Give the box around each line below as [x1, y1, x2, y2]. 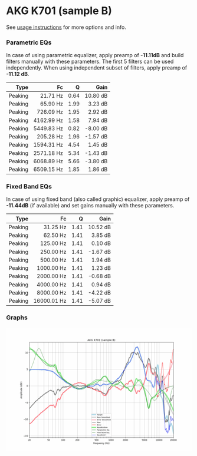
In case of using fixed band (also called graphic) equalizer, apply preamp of [6, 196, 190, 203]
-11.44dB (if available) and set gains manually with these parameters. [6, 202, 175, 209]
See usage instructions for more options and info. [6, 24, 127, 31]
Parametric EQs [6, 38, 52, 47]
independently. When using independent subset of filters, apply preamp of [6, 64, 188, 71]
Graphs [6, 313, 28, 322]
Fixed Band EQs [6, 182, 52, 190]
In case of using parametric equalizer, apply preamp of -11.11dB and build [6, 52, 184, 59]
